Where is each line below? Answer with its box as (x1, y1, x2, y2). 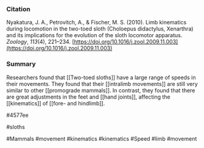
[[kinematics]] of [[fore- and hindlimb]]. (6, 99, 105, 107)
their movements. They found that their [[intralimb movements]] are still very (6, 80, 198, 87)
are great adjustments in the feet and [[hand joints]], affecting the (6, 93, 171, 100)
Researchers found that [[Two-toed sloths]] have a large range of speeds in (6, 74, 196, 81)
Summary (6, 60, 37, 68)
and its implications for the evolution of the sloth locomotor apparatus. (6, 32, 183, 39)
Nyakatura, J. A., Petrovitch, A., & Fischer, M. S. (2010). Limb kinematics (6, 19, 187, 26)
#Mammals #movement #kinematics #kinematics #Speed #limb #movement (6, 135, 197, 142)
